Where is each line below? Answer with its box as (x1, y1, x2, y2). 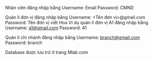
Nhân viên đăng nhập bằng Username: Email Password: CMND (5, 5, 134, 10)
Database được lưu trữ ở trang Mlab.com (5, 50, 88, 55)
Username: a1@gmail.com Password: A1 (5, 25, 87, 31)
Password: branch (5, 40, 43, 46)
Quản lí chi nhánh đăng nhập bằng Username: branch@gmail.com (5, 35, 140, 40)
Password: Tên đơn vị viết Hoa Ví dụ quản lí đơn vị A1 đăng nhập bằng (5, 20, 149, 25)
